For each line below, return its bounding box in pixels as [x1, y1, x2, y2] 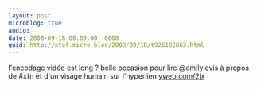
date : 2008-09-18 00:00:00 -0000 [8, 33, 119, 42]
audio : [8, 26, 30, 34]
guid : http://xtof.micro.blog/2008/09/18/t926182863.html [8, 41, 204, 49]
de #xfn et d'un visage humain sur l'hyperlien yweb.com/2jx [8, 72, 205, 81]
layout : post [8, 11, 52, 20]
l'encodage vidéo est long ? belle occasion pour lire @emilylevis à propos [8, 63, 249, 72]
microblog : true [8, 19, 62, 27]
